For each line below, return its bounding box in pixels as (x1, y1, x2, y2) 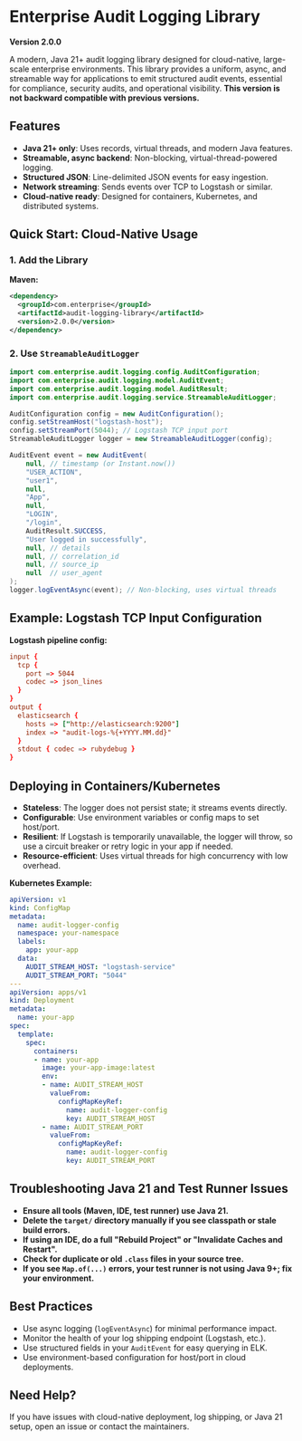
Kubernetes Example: (9, 877, 92, 889)
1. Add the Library (9, 254, 89, 266)
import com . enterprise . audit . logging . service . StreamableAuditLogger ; (9, 392, 278, 402)
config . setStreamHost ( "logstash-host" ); (9, 418, 165, 427)
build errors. (22, 1225, 71, 1235)
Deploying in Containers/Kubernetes (9, 778, 221, 793)
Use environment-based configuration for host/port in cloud (22, 1351, 247, 1362)
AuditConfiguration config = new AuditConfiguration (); (9, 409, 224, 418)
